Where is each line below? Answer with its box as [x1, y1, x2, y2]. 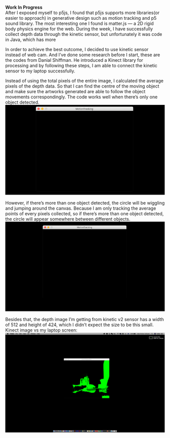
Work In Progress [5, 5, 42, 10]
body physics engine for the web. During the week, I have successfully [5, 26, 153, 32]
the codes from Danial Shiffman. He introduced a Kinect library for [5, 57, 143, 63]
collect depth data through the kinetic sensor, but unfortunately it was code [5, 31, 162, 37]
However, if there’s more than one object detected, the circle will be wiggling [5, 200, 165, 206]
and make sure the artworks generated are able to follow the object [5, 89, 146, 94]
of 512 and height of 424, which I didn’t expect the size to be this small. [5, 322, 154, 328]
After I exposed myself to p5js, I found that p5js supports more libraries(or [5, 10, 160, 16]
